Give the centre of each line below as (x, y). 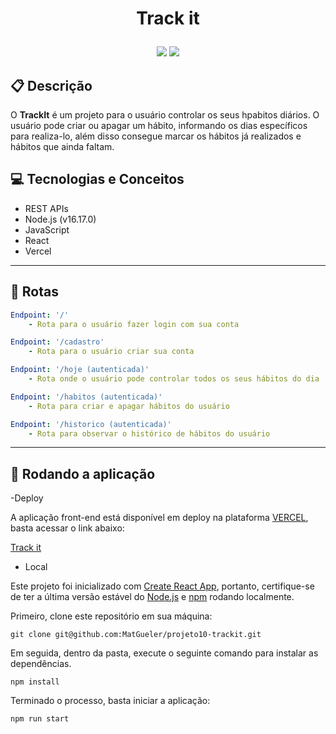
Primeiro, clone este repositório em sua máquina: (111, 616)
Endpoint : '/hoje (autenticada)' (80, 370)
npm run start (40, 719)
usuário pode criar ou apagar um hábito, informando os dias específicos (159, 125)
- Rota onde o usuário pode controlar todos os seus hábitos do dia (174, 379)
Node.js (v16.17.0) (60, 219)
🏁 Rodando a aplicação (83, 473)
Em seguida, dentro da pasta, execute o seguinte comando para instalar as (164, 653)
